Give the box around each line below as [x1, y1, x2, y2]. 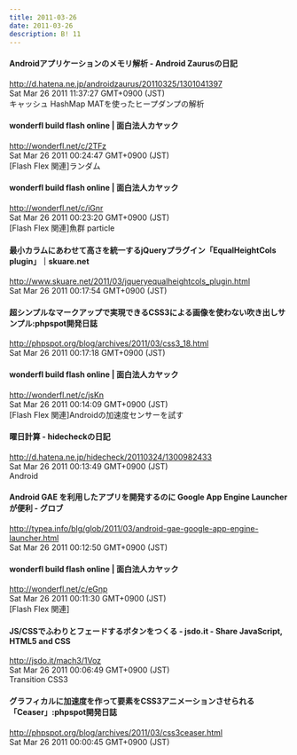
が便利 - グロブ [9, 503, 64, 514]
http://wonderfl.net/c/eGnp [9, 584, 108, 594]
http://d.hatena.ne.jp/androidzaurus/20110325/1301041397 [9, 78, 223, 89]
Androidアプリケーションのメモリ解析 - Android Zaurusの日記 [9, 58, 238, 68]
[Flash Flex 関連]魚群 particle [9, 223, 115, 233]
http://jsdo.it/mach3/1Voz [9, 656, 102, 666]
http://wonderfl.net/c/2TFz [9, 140, 107, 151]
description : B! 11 [9, 29, 82, 38]
